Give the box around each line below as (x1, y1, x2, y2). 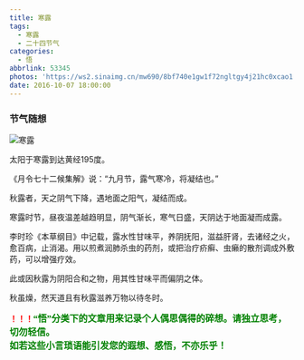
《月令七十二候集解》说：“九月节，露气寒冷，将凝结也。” (9, 173, 219, 184)
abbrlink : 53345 (9, 64, 71, 73)
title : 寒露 (9, 13, 52, 23)
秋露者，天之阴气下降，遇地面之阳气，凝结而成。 (9, 192, 192, 203)
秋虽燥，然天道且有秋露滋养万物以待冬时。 (9, 292, 168, 303)
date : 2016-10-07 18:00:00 (9, 81, 111, 90)
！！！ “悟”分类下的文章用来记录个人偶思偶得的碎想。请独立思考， (9, 313, 288, 324)
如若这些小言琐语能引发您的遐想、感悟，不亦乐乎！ (9, 340, 228, 351)
